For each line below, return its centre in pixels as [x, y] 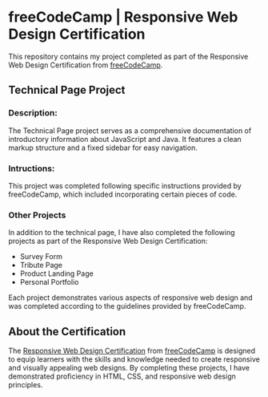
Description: [33, 113]
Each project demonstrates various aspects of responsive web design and [131, 298]
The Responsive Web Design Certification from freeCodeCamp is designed [132, 351]
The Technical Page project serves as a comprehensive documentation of [130, 130]
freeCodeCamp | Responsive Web [123, 17]
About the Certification [67, 332]
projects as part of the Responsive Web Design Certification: [108, 241]
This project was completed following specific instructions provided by [125, 185]
